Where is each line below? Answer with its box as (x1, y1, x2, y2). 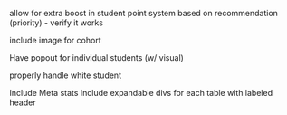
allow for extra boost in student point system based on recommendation (9, 8, 279, 18)
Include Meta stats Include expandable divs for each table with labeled (9, 88, 273, 98)
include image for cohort (9, 35, 101, 45)
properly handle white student (9, 70, 122, 81)
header (9, 97, 36, 108)
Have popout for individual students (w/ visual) (9, 53, 184, 62)
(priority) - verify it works (9, 17, 104, 28)
